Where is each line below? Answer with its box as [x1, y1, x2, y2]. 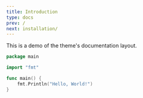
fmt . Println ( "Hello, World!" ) [17, 81, 94, 87]
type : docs [6, 14, 34, 20]
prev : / [6, 20, 26, 26]
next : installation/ [6, 25, 59, 32]
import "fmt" [6, 64, 39, 71]
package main [6, 54, 39, 60]
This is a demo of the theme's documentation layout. [6, 42, 138, 49]
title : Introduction [6, 8, 59, 15]
